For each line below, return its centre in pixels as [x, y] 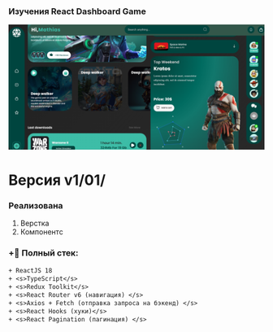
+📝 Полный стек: [43, 252]
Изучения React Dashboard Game [77, 11]
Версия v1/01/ [57, 180]
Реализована [36, 205]
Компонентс [41, 232]
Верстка [35, 223]
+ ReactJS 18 [30, 271]
